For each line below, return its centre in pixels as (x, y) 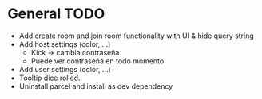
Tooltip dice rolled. (50, 78)
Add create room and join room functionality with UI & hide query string (137, 36)
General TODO (56, 14)
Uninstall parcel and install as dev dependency (96, 86)
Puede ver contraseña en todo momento (97, 61)
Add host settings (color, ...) (65, 44)
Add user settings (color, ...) (65, 69)
